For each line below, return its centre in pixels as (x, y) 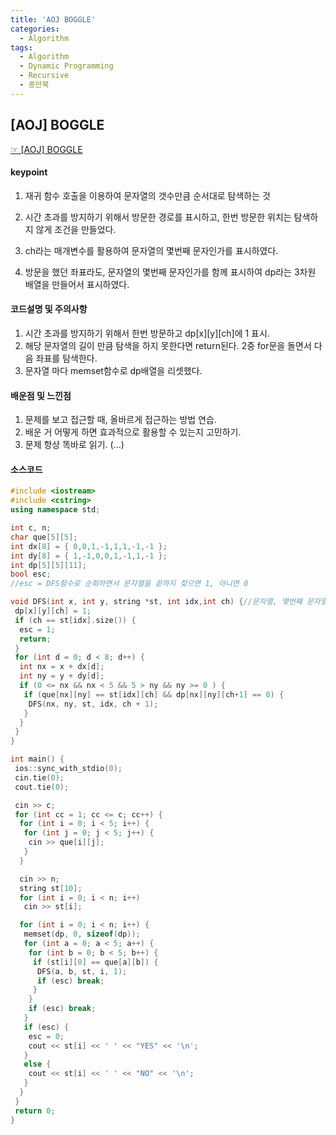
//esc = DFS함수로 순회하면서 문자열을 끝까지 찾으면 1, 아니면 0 (129, 584)
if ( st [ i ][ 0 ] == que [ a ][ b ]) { (95, 962)
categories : (35, 29)
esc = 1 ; (37, 629)
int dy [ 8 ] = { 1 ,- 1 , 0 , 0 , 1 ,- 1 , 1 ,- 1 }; (89, 556)
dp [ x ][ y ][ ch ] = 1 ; (53, 611)
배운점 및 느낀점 (41, 395)
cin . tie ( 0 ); (39, 777)
